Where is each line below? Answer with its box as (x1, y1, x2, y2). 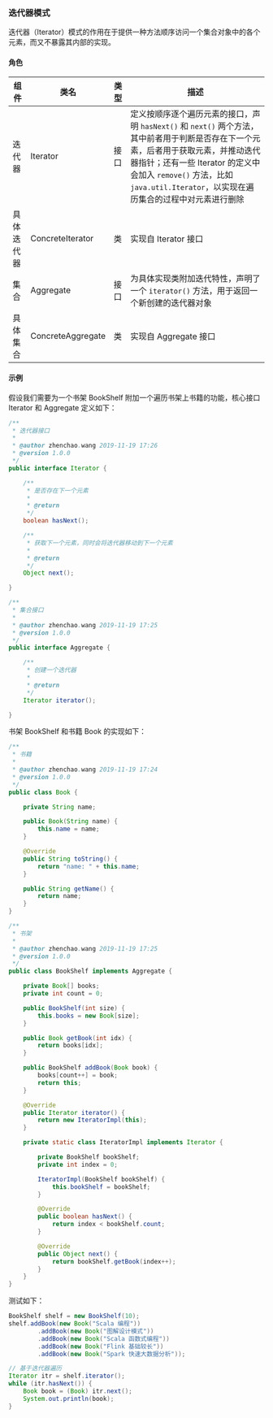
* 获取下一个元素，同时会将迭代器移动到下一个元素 (26, 539, 173, 547)
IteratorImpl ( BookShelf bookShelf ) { (37, 1175, 165, 1183)
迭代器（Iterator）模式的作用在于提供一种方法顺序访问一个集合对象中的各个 (8, 27, 261, 37)
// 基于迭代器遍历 (8, 1364, 63, 1372)
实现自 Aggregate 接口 (129, 331, 216, 342)
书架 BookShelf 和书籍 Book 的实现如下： (8, 726, 147, 736)
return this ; (37, 1078, 82, 1086)
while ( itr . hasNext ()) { (8, 1380, 93, 1388)
